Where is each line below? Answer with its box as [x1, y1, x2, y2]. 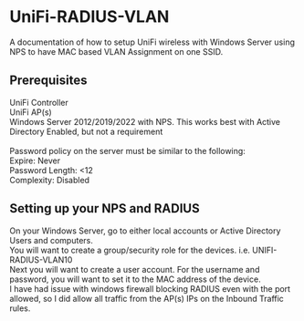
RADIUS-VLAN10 [9, 254, 73, 265]
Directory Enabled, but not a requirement [9, 126, 163, 137]
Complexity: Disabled [9, 174, 89, 185]
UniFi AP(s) [9, 107, 52, 118]
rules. [9, 303, 31, 314]
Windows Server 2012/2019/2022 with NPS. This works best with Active [9, 116, 281, 127]
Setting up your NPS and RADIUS [9, 201, 200, 216]
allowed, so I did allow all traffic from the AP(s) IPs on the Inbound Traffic [9, 293, 285, 304]
